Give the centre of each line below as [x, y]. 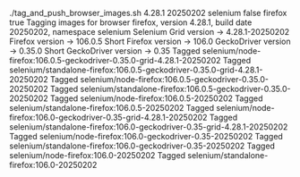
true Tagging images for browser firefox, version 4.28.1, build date [131, 22]
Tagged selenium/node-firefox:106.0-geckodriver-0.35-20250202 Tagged [146, 136]
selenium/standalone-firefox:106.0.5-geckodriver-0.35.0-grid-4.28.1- [136, 70]
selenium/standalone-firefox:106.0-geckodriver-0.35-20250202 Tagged [142, 146]
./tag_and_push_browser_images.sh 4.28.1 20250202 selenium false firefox [148, 13]
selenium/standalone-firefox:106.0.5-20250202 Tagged [112, 108]
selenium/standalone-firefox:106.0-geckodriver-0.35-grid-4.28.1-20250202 [149, 127]
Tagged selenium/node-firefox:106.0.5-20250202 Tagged [156, 98]
